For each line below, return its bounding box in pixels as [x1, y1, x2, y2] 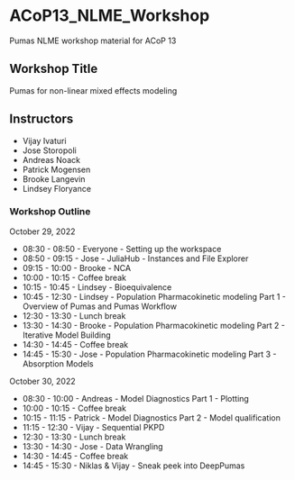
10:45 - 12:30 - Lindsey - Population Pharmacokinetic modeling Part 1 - [22, 291, 286, 302]
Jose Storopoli [22, 145, 77, 156]
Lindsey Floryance [22, 183, 92, 194]
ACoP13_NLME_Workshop [9, 5, 210, 26]
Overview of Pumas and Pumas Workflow [22, 301, 178, 312]
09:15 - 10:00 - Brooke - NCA [22, 262, 132, 273]
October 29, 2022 [9, 226, 76, 237]
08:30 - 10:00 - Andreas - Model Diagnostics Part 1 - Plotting [22, 393, 250, 403]
